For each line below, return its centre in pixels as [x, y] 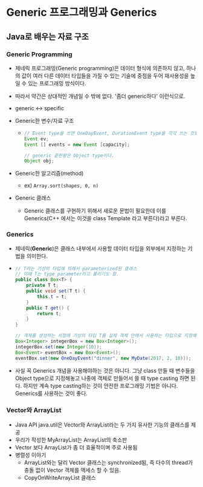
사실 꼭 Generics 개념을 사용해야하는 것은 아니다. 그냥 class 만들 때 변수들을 [105, 370]
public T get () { [48, 308]
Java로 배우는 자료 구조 [48, 37]
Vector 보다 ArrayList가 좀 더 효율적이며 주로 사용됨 [76, 447]
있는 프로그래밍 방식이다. [57, 83]
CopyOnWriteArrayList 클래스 [60, 477]
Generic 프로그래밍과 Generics [82, 12]
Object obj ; [39, 161]
